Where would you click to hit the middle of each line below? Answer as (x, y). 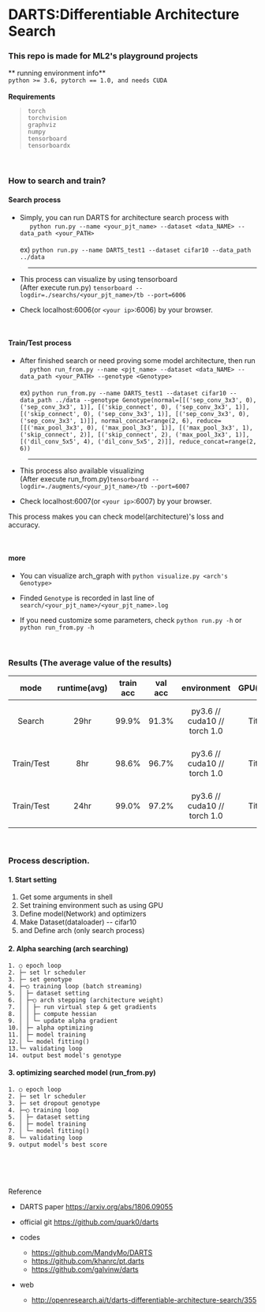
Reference (25, 1191)
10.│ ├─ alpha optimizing (50, 1028)
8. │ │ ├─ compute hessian (52, 1014)
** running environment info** (57, 73)
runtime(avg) (82, 688)
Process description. (49, 860)
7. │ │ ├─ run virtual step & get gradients (82, 1007)
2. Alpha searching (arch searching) (68, 949)
